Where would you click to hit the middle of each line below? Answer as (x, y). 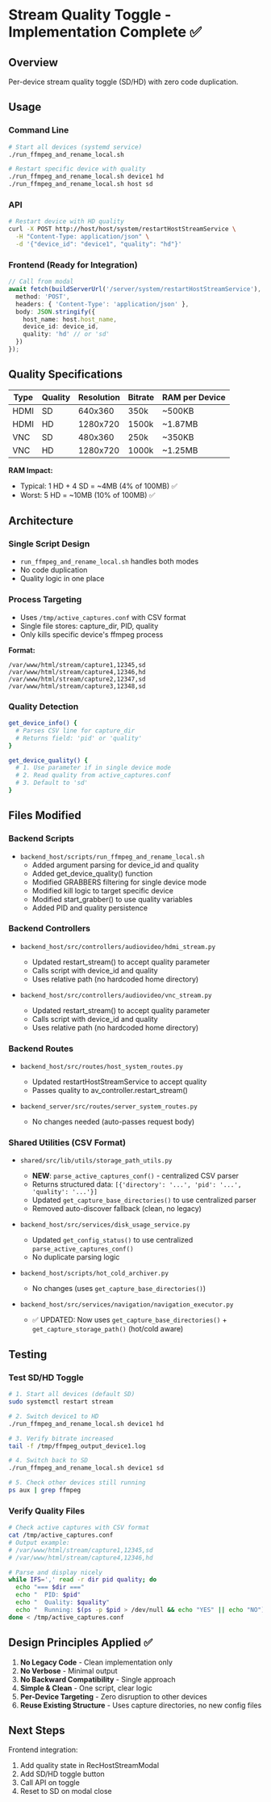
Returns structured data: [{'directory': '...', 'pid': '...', (137, 1184)
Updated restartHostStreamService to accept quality (119, 1082)
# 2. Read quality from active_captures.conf (94, 775)
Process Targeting (45, 600)
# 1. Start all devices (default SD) (72, 1395)
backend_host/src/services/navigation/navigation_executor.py (127, 1305)
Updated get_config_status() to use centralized (113, 1240)
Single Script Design (49, 544)
